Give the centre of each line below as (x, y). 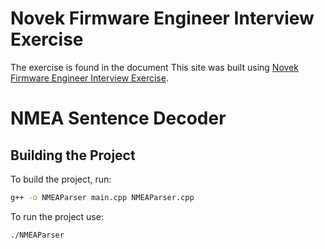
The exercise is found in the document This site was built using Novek (154, 67)
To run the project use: (57, 216)
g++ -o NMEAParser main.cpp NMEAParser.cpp (102, 197)
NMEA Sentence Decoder (118, 118)
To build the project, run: (61, 179)
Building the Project (73, 155)
